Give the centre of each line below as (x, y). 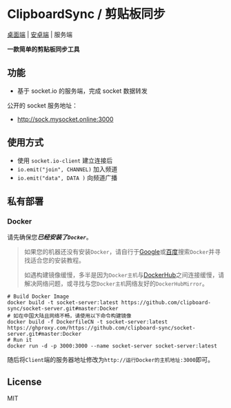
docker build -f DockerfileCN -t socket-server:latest (88, 322)
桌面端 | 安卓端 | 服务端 (40, 34)
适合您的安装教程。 (57, 260)
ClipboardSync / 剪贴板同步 (86, 14)
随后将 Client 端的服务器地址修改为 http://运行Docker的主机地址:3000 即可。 (111, 360)
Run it (23, 340)
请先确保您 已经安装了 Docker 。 (50, 237)
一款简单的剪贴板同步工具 (43, 49)
